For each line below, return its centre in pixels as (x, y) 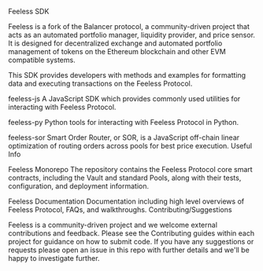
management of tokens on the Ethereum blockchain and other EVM (117, 51)
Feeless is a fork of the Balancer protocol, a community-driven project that (129, 26)
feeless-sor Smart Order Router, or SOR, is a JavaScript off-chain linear (124, 137)
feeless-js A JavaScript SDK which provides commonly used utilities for (124, 99)
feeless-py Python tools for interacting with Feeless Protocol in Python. (123, 122)
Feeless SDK (29, 11)
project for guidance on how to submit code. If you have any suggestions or (131, 242)
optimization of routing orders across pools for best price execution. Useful (130, 146)
